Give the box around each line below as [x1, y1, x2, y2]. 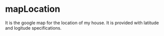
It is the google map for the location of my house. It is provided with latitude [5, 20, 159, 26]
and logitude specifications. [5, 25, 62, 31]
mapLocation [5, 3, 60, 15]
